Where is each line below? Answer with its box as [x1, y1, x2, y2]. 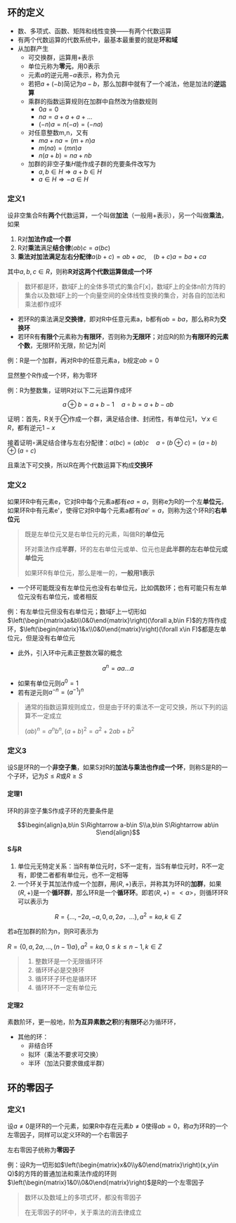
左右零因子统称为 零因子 [7, 1146, 75, 1154]
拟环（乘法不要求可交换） [27, 1051, 103, 1059]
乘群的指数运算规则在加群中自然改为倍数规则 [27, 97, 158, 106]
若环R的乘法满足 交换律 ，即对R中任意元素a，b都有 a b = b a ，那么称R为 [17, 315, 221, 324]
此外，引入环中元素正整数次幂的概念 [17, 649, 123, 657]
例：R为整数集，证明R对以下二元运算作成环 [7, 386, 133, 395]
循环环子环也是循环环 [34, 975, 97, 983]
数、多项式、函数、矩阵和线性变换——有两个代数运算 [17, 27, 172, 35]
